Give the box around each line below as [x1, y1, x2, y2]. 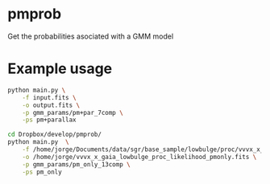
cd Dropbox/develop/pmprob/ [7, 130, 102, 139]
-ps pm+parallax [22, 116, 77, 125]
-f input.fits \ [22, 93, 77, 101]
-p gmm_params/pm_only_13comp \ [22, 160, 131, 169]
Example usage [7, 59, 113, 78]
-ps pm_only [22, 168, 62, 176]
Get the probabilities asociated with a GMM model [7, 31, 174, 41]
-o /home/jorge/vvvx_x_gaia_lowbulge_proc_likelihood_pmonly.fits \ [22, 153, 257, 161]
